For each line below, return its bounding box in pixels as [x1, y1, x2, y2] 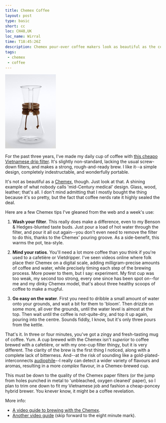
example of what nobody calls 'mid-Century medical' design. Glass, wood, [5, 184, 157, 190]
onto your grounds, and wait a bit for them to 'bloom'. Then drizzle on [12, 301, 154, 307]
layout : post [5, 13, 32, 18]
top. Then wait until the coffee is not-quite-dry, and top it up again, [12, 311, 148, 317]
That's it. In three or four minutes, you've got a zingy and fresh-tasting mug [5, 331, 159, 338]
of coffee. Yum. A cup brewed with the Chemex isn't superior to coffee [5, 337, 149, 343]
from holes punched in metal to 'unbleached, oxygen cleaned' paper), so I [5, 378, 156, 384]
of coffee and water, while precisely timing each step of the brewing [12, 265, 151, 271]
